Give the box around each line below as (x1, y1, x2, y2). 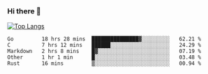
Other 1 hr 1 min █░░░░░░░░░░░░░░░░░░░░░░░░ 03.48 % (7, 54, 201, 61)
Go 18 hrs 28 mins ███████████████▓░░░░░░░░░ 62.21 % (7, 36, 201, 43)
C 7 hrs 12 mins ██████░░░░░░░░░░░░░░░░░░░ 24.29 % (7, 42, 201, 49)
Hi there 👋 (7, 6, 42, 16)
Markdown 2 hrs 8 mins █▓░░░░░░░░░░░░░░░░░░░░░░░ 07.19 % (7, 48, 201, 55)
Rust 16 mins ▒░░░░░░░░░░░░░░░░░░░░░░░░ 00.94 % (7, 60, 201, 67)
